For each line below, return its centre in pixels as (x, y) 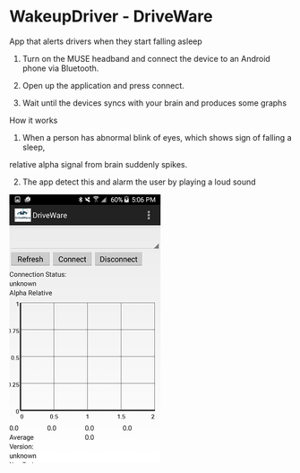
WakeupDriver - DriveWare (111, 17)
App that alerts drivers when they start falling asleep (106, 41)
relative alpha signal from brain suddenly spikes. (99, 164)
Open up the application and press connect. (103, 85)
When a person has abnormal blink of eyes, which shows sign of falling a (157, 137)
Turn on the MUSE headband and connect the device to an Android (146, 58)
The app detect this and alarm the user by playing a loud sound (139, 182)
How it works (34, 120)
